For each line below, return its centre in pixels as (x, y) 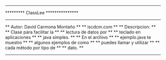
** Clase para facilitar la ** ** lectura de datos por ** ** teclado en (73, 32)
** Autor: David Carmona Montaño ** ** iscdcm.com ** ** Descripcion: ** (81, 27)
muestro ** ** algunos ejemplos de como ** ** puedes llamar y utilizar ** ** (83, 43)
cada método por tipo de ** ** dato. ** (44, 48)
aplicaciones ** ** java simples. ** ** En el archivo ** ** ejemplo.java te (78, 37)
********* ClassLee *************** (42, 13)
